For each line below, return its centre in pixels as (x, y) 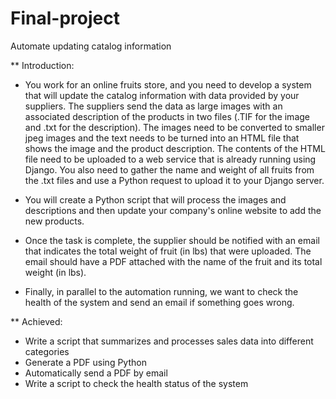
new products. (54, 221)
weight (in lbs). (55, 272)
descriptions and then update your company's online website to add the (173, 210)
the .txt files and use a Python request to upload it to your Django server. (174, 180)
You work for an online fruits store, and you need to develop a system (168, 84)
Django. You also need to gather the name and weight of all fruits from (169, 169)
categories (47, 351)
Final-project (65, 18)
